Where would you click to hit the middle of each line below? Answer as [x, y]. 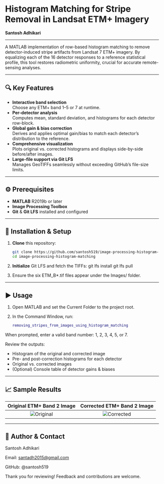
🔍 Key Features [29, 88]
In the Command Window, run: [42, 316]
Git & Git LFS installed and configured [50, 212]
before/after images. [33, 154]
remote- [150, 62]
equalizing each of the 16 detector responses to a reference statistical [75, 57]
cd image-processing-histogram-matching [54, 257]
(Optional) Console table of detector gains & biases [63, 369]
